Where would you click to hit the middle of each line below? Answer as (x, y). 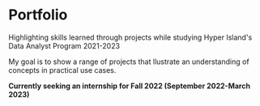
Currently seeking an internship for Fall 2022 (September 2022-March (130, 86)
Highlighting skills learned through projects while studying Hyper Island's (130, 37)
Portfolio (38, 15)
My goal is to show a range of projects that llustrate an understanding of (129, 61)
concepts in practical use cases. (62, 70)
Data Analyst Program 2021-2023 (64, 45)
